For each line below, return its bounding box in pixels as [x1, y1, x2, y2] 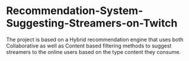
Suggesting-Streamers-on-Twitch [6, 16, 178, 30]
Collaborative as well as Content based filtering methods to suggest [6, 42, 172, 49]
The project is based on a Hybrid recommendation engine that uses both [6, 36, 184, 43]
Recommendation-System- [6, 4, 143, 18]
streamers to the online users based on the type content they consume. [6, 48, 181, 55]
